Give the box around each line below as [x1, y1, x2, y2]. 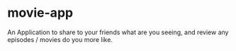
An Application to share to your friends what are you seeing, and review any [7, 28, 229, 36]
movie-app [7, 5, 73, 21]
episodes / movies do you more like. [7, 35, 113, 43]
